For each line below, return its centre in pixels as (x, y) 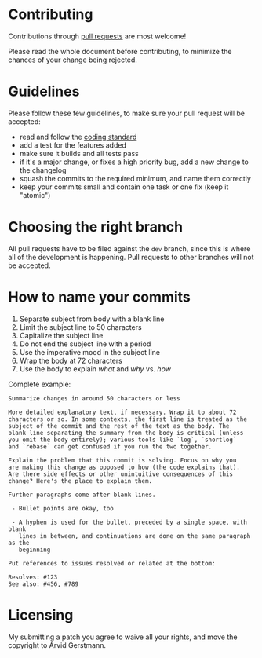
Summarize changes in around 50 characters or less (94, 398)
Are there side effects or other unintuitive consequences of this (121, 474)
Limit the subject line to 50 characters (81, 327)
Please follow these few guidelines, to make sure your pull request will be (127, 113)
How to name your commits (99, 297)
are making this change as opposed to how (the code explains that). (124, 467)
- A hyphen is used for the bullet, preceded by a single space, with (129, 522)
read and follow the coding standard (78, 137)
